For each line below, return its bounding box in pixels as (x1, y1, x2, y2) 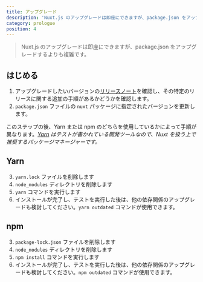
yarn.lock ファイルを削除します (14, 173, 95, 180)
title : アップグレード (6, 8, 57, 15)
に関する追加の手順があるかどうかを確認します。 (31, 95, 152, 102)
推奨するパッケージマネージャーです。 (6, 138, 101, 146)
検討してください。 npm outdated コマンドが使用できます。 (31, 268, 176, 276)
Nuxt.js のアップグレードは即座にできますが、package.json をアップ (21, 43, 192, 50)
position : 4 (6, 25, 36, 32)
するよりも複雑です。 (37, 51, 90, 58)
